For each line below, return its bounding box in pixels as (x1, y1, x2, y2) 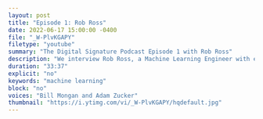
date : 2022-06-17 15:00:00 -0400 (8, 26, 117, 34)
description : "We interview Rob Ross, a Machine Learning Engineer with (8, 56, 250, 63)
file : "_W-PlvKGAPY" (8, 33, 76, 41)
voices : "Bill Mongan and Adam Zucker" (8, 92, 139, 99)
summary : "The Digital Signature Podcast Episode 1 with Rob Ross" (8, 48, 233, 56)
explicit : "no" (8, 70, 58, 78)
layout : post (8, 11, 51, 20)
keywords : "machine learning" (8, 77, 107, 85)
